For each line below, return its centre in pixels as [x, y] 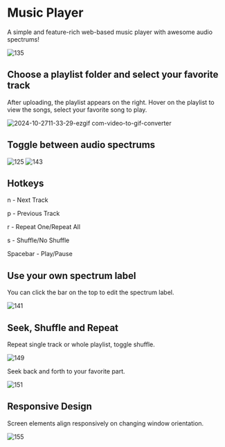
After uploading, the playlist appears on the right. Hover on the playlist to [111, 102]
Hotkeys [26, 183]
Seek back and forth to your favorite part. [66, 371]
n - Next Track [28, 200]
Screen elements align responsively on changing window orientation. [106, 423]
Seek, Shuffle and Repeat [63, 328]
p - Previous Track [34, 214]
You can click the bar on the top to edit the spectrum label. [91, 292]
